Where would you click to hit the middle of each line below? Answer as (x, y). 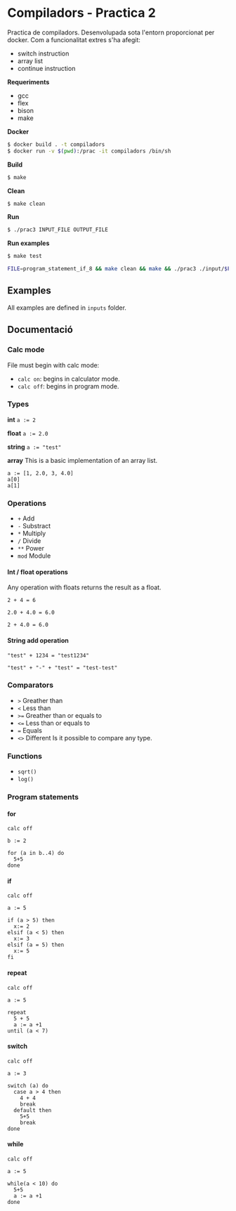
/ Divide (29, 541)
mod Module (34, 556)
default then (33, 1110)
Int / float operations (38, 572)
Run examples (28, 243)
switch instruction (43, 53)
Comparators (31, 685)
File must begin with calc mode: (53, 365)
